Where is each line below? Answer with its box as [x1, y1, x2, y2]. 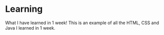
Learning [5, 3, 43, 15]
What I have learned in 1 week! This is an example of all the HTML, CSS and [5, 20, 160, 26]
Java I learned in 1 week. [5, 25, 55, 31]
